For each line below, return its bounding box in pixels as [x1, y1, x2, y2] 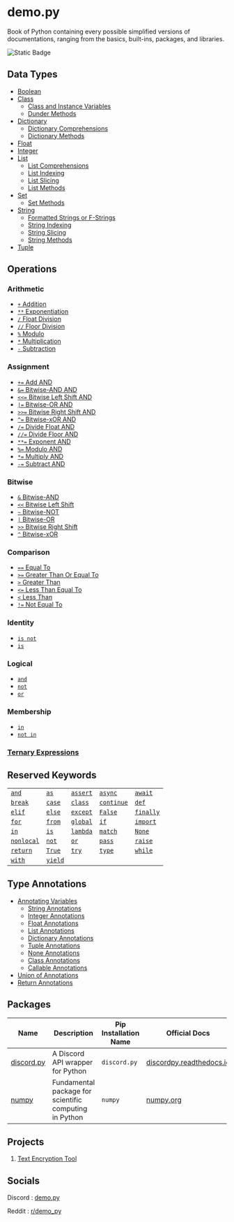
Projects [7, 1136, 45, 1148]
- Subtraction [17, 344, 56, 353]
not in [17, 732, 37, 739]
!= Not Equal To [17, 600, 63, 609]
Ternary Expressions [7, 748, 79, 757]
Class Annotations [27, 956, 80, 964]
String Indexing [27, 221, 72, 229]
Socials [7, 1174, 40, 1186]
